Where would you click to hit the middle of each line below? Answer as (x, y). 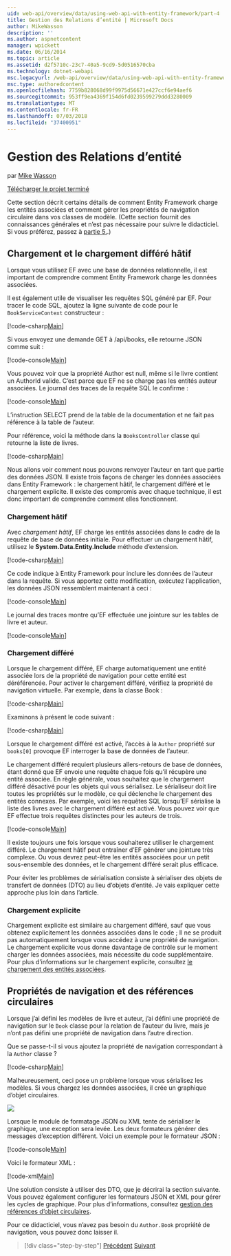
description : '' (30, 33)
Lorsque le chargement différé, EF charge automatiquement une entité (107, 668)
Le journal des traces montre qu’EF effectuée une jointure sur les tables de (113, 615)
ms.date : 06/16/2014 (37, 52)
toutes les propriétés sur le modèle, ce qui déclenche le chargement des (110, 793)
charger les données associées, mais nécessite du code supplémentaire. (110, 955)
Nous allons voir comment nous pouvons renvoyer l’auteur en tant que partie (115, 470)
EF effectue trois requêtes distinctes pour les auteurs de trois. (95, 815)
